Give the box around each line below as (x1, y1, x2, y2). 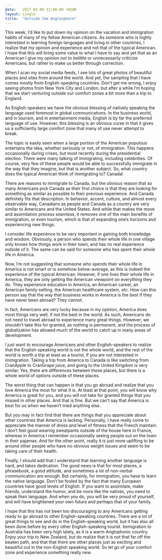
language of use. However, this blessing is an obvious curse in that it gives (5, 120, 154, 126)
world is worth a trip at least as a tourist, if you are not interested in (5, 352, 139, 358)
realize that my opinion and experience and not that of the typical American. (5, 45, 157, 51)
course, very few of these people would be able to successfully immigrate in (5, 161, 157, 166)
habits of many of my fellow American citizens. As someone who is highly (5, 34, 152, 40)
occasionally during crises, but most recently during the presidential (5, 150, 141, 156)
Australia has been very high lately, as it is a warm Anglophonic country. (5, 529, 149, 535)
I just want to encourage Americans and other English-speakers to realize (5, 342, 151, 347)
